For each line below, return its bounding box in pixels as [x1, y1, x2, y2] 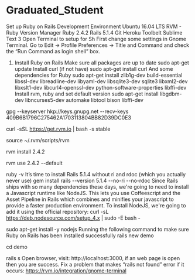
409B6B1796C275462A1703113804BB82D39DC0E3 [6, 114, 132, 121]
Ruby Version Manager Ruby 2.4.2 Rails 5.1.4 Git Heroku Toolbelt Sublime [6, 29, 183, 36]
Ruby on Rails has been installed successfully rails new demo [6, 232, 154, 239]
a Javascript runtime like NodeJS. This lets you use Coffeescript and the [6, 189, 181, 196]
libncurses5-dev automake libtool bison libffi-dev [25, 96, 143, 103]
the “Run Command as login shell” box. [6, 47, 101, 54]
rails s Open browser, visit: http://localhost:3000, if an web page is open [6, 254, 180, 261]
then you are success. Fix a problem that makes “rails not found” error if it [6, 261, 184, 268]
